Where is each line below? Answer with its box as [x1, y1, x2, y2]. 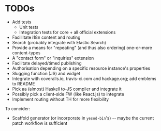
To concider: [5, 105, 30, 112]
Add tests [12, 19, 31, 25]
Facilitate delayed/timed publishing [12, 60, 82, 66]
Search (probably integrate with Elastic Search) [12, 39, 106, 45]
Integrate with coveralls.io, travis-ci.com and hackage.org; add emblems [12, 76, 157, 82]
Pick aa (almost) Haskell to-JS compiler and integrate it [12, 86, 122, 92]
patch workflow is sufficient [12, 120, 68, 126]
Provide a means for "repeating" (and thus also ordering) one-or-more [12, 45, 152, 50]
